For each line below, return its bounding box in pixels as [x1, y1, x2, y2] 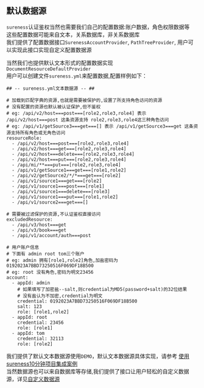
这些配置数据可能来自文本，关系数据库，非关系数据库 [6, 31, 140, 38]
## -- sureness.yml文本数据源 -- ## [6, 85, 95, 92]
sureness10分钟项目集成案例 [6, 360, 78, 367]
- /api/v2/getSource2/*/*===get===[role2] [12, 172, 121, 178]
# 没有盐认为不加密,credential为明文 [17, 293, 103, 299]
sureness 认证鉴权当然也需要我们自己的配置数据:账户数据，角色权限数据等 [6, 23, 190, 31]
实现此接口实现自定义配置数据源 [11, 46, 92, 53]
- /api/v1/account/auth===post [12, 232, 91, 238]
